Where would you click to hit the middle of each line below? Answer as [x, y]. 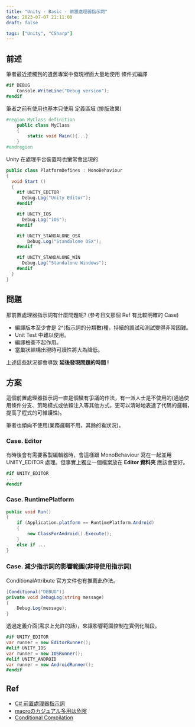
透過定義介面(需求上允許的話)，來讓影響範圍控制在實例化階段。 [83, 626]
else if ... [31, 545]
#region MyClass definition [41, 120]
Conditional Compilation [44, 718]
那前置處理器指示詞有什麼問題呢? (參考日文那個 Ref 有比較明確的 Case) [92, 315]
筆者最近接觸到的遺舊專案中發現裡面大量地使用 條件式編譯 [77, 74]
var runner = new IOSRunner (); [45, 654]
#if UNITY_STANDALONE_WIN [49, 258]
